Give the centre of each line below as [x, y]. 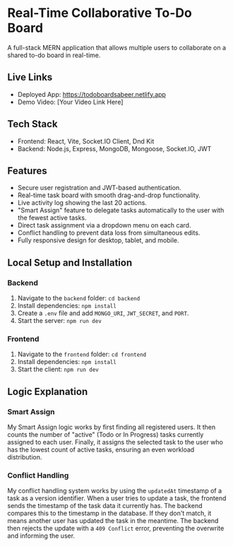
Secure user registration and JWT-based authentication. [99, 188]
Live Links [30, 77]
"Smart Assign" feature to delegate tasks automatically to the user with [121, 211]
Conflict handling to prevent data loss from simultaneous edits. [109, 233]
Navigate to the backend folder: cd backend [79, 298]
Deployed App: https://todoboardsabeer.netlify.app [91, 94]
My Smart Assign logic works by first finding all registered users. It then [112, 427]
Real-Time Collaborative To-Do [100, 13]
